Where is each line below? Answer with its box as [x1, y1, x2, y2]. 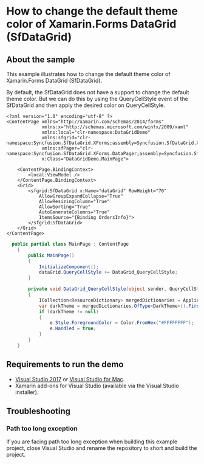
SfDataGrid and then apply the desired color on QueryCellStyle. [6, 102, 165, 109]
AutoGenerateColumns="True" [38, 209, 110, 215]
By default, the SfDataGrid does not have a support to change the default [6, 89, 189, 95]
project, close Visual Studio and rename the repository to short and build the [6, 445, 197, 452]
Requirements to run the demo [6, 359, 124, 370]
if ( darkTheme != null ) [38, 308, 99, 314]
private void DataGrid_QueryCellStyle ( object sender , [28, 286, 167, 293]
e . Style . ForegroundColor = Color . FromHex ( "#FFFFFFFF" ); [49, 320, 194, 326]
